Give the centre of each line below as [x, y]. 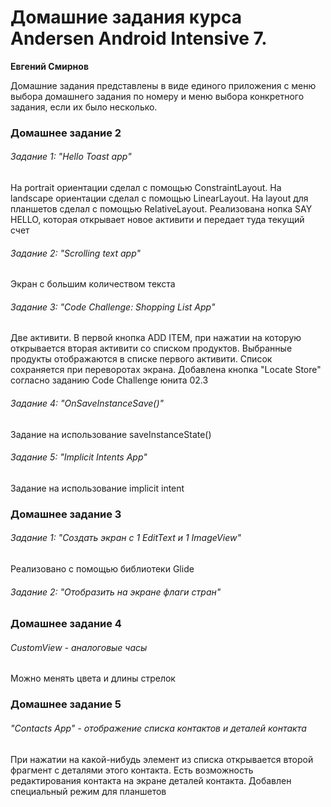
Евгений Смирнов [49, 66]
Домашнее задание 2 [66, 133]
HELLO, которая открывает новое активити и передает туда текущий [157, 220]
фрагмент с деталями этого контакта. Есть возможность [132, 770]
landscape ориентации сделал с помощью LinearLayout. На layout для [159, 198]
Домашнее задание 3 [66, 514]
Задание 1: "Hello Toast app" [71, 157]
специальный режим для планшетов [88, 791]
